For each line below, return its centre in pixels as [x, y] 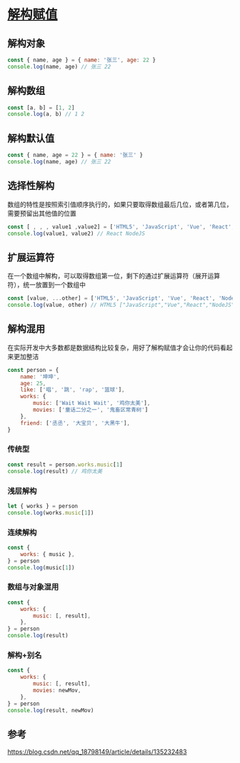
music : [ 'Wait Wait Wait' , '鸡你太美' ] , [92, 403]
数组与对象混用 [33, 587]
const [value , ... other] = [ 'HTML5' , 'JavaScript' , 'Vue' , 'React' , [111, 298]
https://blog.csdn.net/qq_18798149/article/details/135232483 [97, 752]
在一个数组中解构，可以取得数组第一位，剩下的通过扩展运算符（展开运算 [114, 276]
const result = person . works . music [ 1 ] [65, 465]
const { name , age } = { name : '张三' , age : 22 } [81, 60]
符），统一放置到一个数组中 [46, 285]
